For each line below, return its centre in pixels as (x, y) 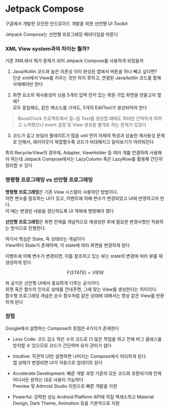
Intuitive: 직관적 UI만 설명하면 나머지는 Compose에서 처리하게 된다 (79, 356)
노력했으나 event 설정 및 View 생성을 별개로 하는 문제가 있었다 (85, 125)
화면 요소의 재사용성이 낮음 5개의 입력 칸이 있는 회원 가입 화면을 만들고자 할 (87, 95)
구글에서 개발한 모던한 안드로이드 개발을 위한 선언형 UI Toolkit (66, 23)
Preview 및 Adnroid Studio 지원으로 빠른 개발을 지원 (65, 386)
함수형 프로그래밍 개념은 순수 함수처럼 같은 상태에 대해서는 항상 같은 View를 (80, 295)
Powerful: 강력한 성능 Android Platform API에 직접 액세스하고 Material (83, 397)
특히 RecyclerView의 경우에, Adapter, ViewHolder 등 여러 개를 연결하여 (77, 153)
